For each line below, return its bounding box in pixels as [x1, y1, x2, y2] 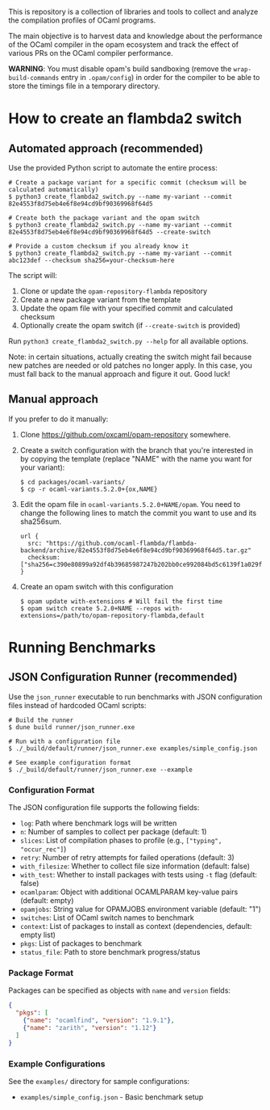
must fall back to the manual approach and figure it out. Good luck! [8, 369, 231, 378]
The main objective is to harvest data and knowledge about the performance [8, 32, 264, 40]
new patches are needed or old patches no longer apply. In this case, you [8, 361, 252, 370]
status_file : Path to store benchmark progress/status [19, 948, 201, 957]
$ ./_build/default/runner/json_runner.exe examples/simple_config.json [8, 744, 258, 753]
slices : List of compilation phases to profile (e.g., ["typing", [19, 836, 222, 846]
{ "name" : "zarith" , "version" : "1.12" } [23, 1024, 157, 1032]
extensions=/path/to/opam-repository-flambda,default [19, 611, 205, 619]
